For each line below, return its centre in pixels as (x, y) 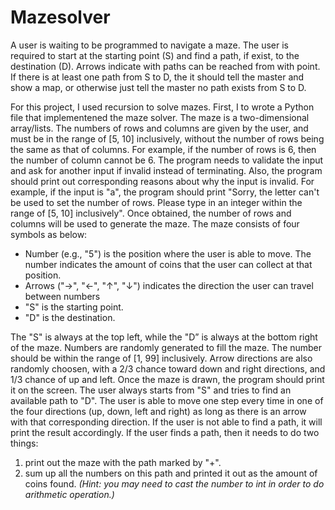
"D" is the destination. (70, 317)
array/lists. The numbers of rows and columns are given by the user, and (159, 128)
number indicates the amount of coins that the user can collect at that (168, 264)
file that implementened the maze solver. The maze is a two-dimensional (160, 117)
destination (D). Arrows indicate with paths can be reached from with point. (165, 66)
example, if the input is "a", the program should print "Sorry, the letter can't (165, 192)
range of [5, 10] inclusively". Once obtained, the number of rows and (151, 213)
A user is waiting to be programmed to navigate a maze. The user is (149, 45)
